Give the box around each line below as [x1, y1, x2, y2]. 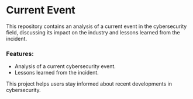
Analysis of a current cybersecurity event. [14, 63, 116, 70]
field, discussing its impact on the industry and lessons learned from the [6, 29, 180, 36]
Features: [6, 49, 34, 58]
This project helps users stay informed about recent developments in [6, 80, 173, 87]
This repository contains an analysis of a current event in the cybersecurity [6, 23, 187, 30]
